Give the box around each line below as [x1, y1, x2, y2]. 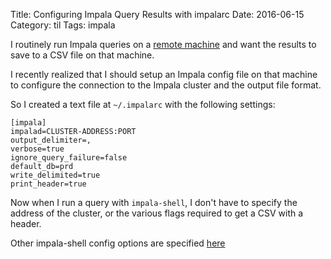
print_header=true [10, 179, 87, 189]
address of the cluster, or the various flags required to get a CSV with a [10, 207, 304, 219]
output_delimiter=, [10, 135, 92, 145]
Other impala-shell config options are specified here [10, 237, 226, 249]
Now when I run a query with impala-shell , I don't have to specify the [10, 197, 298, 208]
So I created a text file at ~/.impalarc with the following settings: [10, 99, 276, 110]
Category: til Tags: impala [10, 19, 116, 31]
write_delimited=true [10, 170, 101, 180]
